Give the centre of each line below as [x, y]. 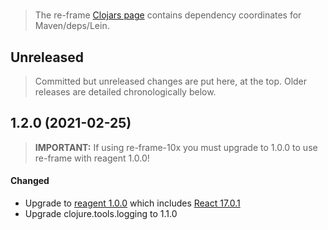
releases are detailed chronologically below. [125, 92]
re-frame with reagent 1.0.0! [92, 158]
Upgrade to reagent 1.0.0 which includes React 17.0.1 [132, 203]
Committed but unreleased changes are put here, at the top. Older [171, 81]
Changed [30, 181]
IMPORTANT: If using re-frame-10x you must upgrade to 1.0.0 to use [176, 147]
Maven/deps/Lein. [72, 26]
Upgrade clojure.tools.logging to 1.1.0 [101, 214]
